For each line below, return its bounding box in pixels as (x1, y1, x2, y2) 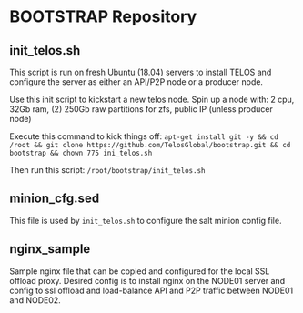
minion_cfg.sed (9, 191, 100, 207)
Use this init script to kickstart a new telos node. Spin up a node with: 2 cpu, (9, 94, 295, 105)
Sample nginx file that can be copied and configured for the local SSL (9, 266, 270, 277)
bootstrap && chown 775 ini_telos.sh (9, 148, 153, 157)
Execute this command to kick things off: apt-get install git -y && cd (9, 131, 279, 142)
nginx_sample (9, 241, 91, 257)
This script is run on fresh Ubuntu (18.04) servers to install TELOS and (9, 66, 272, 77)
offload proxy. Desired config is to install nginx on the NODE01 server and (9, 275, 285, 286)
